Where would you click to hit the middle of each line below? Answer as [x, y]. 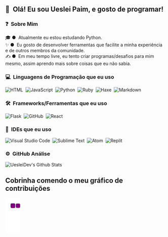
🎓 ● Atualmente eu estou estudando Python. [54, 37]
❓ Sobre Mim [22, 24]
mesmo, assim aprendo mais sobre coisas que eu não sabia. [68, 63]
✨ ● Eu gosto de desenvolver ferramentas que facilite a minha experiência [84, 45]
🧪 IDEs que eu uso [28, 129]
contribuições [28, 189]
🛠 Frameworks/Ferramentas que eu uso [56, 103]
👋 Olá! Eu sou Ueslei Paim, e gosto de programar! [84, 9]
